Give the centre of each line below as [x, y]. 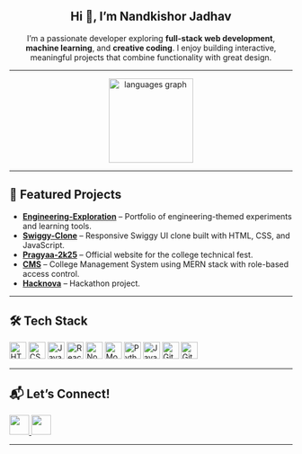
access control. [51, 273]
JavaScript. [44, 245]
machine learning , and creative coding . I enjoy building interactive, [151, 48]
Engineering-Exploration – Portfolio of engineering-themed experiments [157, 216]
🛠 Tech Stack [49, 321]
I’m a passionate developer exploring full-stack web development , [151, 38]
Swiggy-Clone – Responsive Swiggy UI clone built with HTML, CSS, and [156, 236]
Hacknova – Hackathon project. [81, 283]
